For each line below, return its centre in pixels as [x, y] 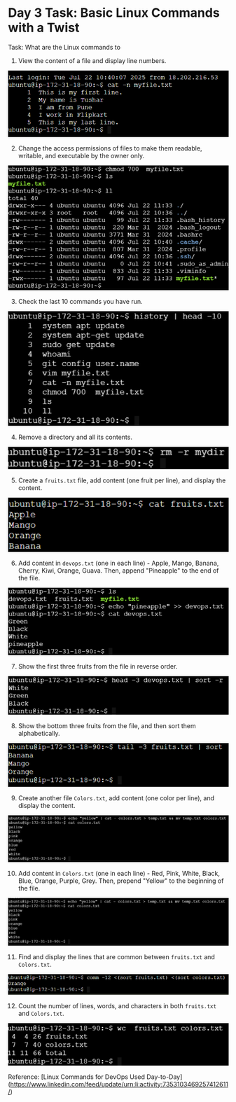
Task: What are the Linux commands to [64, 47]
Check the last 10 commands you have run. [80, 301]
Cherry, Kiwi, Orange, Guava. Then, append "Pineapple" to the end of [118, 571]
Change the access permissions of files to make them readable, [110, 148]
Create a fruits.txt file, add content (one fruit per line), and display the [122, 480]
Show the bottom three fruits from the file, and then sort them [107, 726]
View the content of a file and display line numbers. [92, 60]
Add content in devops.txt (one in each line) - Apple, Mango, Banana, [118, 563]
